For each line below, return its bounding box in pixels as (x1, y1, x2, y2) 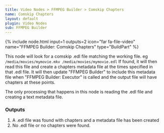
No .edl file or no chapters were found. (12, 123, 91, 129)
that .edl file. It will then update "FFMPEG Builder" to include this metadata (5, 69, 156, 75)
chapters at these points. (5, 79, 55, 86)
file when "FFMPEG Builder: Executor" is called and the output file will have (5, 74, 157, 80)
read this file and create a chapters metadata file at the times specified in (5, 64, 153, 70)
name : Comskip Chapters (5, 12, 54, 17)
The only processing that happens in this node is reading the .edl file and (5, 89, 153, 95)
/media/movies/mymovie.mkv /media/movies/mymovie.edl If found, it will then (5, 59, 157, 65)
